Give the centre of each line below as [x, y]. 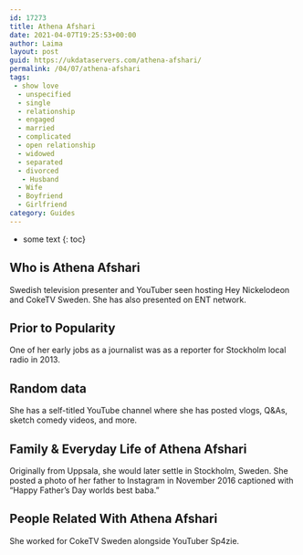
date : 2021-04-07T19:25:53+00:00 [73, 35]
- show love [36, 86]
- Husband [40, 179]
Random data [48, 388]
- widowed [36, 153]
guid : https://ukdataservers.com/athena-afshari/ [106, 60]
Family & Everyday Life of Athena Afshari [128, 449]
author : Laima [37, 43]
